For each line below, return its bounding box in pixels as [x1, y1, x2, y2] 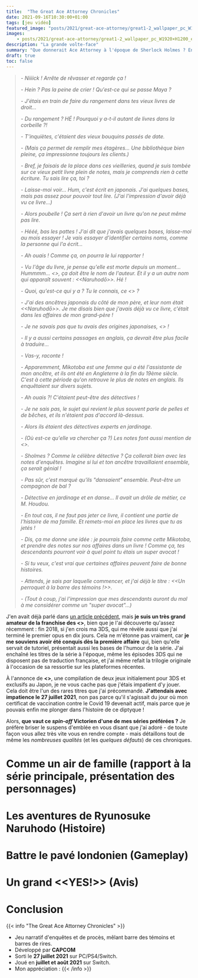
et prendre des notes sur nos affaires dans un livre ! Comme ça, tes [20, 542, 185, 549]
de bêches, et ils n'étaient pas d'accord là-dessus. [20, 412, 144, 419]
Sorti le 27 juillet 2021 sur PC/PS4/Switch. [14, 953, 118, 960]
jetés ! [20, 524, 36, 531]
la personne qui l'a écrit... [20, 240, 83, 247]
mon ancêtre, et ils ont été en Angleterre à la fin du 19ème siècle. [20, 370, 179, 377]
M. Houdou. [20, 500, 49, 507]
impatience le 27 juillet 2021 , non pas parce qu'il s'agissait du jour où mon [6, 693, 188, 701]
